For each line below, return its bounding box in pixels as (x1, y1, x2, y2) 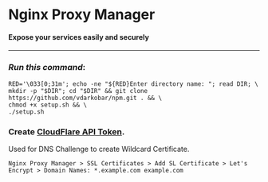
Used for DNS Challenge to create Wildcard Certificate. (8, 144, 190, 153)
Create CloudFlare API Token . (8, 126, 125, 137)
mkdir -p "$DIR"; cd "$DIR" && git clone (8, 87, 148, 95)
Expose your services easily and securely (8, 32, 150, 41)
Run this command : (8, 62, 86, 73)
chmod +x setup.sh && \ (8, 101, 88, 109)
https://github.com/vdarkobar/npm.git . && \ (8, 94, 162, 102)
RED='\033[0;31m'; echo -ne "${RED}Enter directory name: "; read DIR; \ (8, 79, 259, 88)
